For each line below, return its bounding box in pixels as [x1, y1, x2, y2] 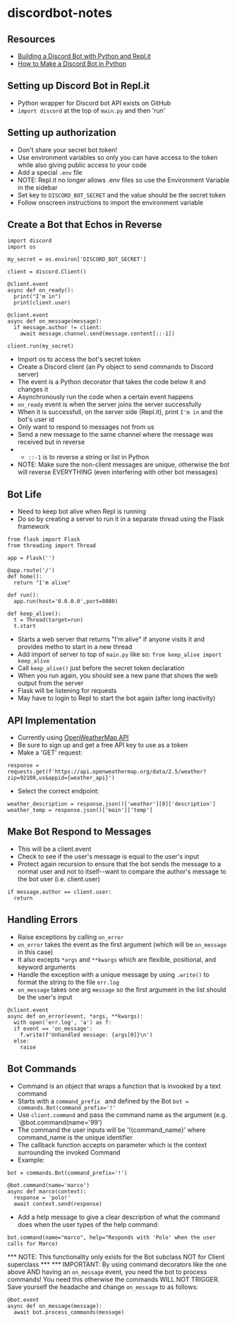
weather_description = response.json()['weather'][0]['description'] [7, 801, 217, 808]
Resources [7, 33, 56, 45]
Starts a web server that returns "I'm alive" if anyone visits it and [17, 635, 205, 643]
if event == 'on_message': [13, 1025, 93, 1032]
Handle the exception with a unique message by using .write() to [17, 970, 209, 978]
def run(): [7, 592, 39, 599]
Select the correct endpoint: [17, 787, 99, 796]
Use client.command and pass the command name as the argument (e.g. [17, 1110, 227, 1119]
